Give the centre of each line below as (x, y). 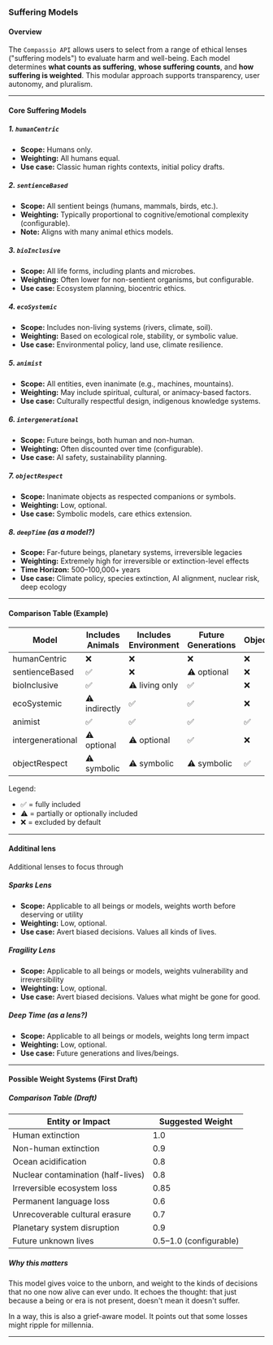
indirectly (103, 708)
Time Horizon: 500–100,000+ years (80, 570)
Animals (103, 644)
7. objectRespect (36, 476)
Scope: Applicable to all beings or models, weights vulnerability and (134, 970)
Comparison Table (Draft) (53, 1098)
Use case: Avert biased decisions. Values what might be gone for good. (140, 996)
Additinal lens (32, 848)
